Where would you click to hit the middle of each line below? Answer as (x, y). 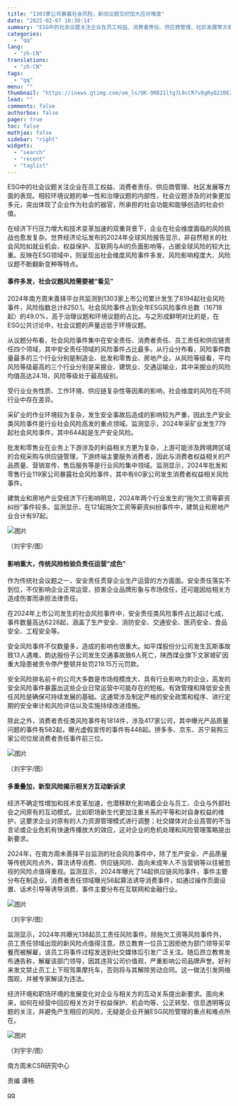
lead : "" (20, 100)
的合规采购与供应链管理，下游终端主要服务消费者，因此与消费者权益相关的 (116, 456)
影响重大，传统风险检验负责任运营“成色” (67, 563)
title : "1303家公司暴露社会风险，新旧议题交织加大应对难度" (86, 14)
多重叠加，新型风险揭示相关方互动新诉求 (66, 786)
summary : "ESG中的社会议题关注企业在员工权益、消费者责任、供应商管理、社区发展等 (115, 27)
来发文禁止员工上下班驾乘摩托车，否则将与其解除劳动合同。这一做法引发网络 (119, 970)
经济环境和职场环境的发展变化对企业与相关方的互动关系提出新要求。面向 (113, 994)
